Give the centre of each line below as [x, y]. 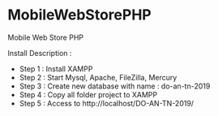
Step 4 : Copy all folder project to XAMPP [88, 94]
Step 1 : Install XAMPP [56, 69]
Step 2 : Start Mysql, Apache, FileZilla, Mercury [98, 77]
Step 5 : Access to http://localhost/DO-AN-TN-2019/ [107, 103]
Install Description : [40, 53]
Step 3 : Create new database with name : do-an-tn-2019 [115, 86]
